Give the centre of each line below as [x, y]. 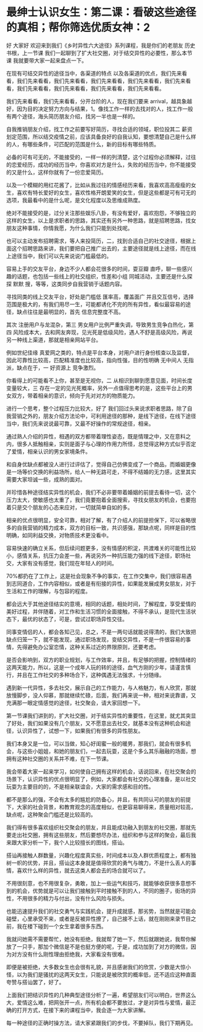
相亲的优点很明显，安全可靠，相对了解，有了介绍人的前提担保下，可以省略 [98, 520]
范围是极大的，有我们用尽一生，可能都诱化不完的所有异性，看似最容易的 [96, 304]
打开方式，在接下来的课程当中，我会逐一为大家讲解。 [83, 1010]
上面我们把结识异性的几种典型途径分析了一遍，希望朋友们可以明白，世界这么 [101, 995]
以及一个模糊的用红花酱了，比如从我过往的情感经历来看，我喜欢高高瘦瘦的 [98, 185]
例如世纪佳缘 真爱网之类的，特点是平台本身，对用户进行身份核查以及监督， [99, 352]
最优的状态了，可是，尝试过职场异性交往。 [75, 619]
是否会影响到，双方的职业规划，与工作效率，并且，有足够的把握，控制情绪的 [101, 659]
